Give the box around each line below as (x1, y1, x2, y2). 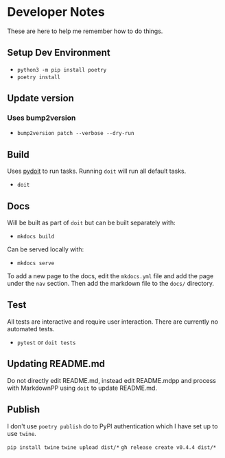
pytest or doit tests (16, 338, 76, 346)
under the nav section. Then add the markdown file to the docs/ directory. (7, 280, 215, 288)
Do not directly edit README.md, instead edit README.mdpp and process (7, 376, 216, 384)
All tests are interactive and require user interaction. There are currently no (7, 318, 218, 326)
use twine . (7, 429, 36, 437)
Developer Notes (7, 4, 105, 20)
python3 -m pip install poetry (16, 66, 107, 73)
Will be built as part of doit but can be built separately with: (7, 218, 176, 227)
